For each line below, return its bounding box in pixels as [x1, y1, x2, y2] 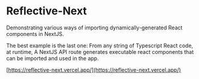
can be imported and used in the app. [6, 54, 99, 62]
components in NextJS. [6, 30, 64, 37]
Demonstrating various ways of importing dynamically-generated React [6, 24, 183, 31]
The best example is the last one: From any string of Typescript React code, [6, 42, 194, 49]
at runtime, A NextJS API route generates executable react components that [6, 48, 194, 55]
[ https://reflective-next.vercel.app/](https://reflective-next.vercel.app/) [6, 66, 181, 73]
